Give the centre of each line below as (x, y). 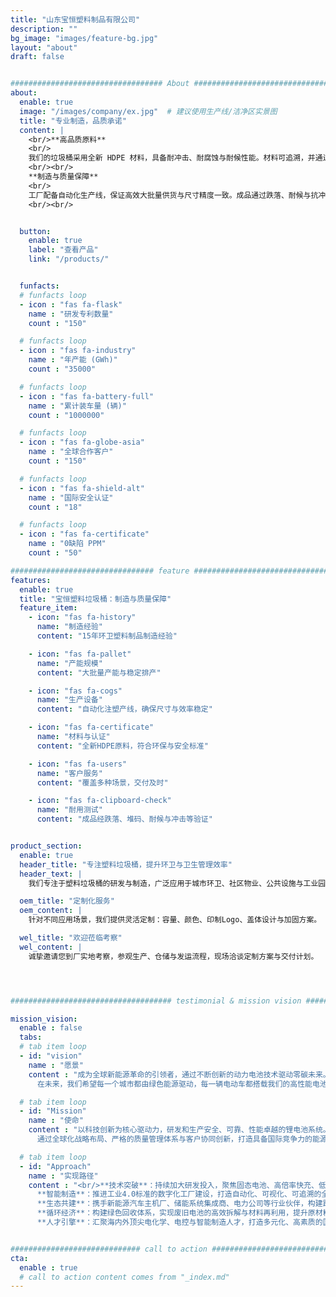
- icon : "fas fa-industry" (78, 351)
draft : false (37, 57)
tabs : (31, 1037)
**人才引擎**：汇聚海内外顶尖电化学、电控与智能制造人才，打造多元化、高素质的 (179, 1222)
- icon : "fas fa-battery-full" (87, 396)
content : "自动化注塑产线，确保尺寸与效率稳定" (124, 709)
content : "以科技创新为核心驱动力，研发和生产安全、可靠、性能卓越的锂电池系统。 (179, 1130)
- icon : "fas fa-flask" (71, 304)
